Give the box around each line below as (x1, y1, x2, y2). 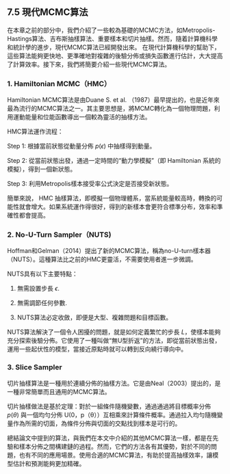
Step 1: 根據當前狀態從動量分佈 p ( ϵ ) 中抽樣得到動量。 (7, 142, 156, 150)
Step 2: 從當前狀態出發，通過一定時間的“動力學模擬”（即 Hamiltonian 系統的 (7, 157, 221, 165)
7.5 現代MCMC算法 (7, 6, 88, 18)
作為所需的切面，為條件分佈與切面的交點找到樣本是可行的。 (12, 419, 181, 427)
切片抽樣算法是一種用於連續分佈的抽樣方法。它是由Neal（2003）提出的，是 (7, 379, 221, 387)
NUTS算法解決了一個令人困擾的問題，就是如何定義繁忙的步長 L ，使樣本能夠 (7, 328, 221, 337)
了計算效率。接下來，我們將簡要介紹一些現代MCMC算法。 (7, 60, 171, 68)
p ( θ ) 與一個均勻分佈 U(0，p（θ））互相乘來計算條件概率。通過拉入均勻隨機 (7, 410, 218, 419)
